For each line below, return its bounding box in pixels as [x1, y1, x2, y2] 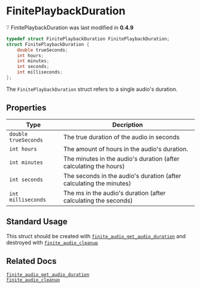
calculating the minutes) [63, 179, 132, 187]
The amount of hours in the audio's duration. [63, 144, 188, 153]
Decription [112, 121, 144, 129]
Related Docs [6, 256, 57, 266]
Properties [6, 103, 47, 113]
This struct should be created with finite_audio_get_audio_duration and [6, 232, 186, 239]
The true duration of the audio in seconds [63, 133, 180, 141]
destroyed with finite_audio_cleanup [6, 239, 98, 246]
